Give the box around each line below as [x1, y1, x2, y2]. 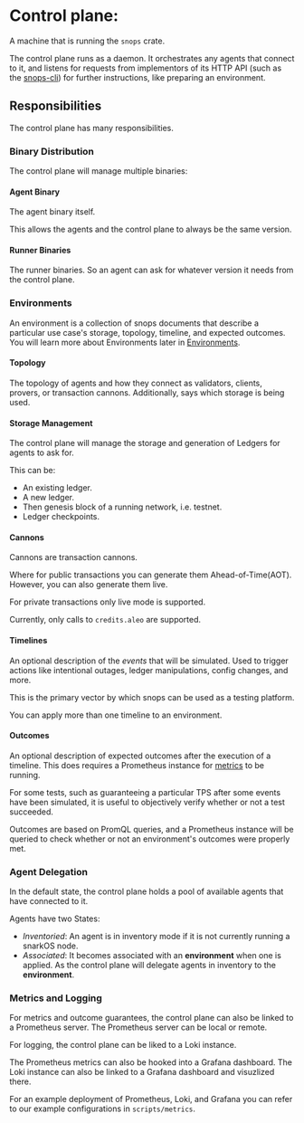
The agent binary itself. [9, 206, 96, 217]
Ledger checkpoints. [22, 511, 100, 522]
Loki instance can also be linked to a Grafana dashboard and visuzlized [9, 1067, 275, 1078]
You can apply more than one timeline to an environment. [9, 709, 223, 720]
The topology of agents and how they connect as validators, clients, [9, 377, 262, 388]
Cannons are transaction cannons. [9, 552, 138, 563]
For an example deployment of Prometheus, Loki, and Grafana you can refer [9, 1094, 293, 1105]
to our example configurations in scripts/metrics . [9, 1103, 196, 1114]
